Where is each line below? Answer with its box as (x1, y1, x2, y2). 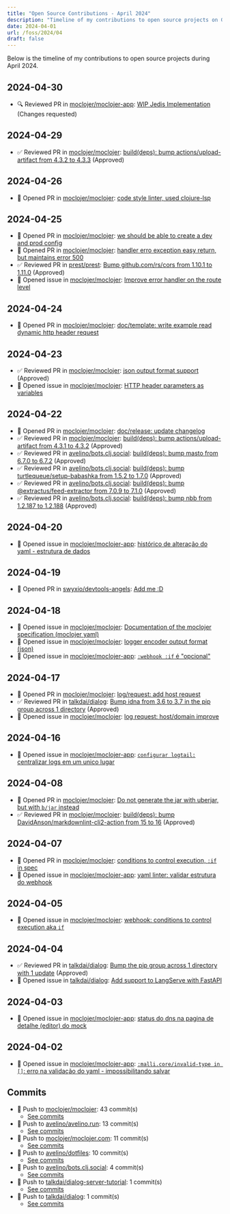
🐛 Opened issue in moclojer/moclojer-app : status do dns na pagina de (16, 1014, 214, 1022)
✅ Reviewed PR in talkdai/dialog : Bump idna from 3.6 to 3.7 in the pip (16, 697, 211, 706)
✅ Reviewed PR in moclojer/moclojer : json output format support (16, 367, 199, 374)
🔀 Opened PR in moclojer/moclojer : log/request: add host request (16, 690, 201, 699)
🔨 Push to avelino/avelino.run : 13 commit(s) (16, 1119, 139, 1128)
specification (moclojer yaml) (16, 630, 100, 639)
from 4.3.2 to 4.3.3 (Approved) (38, 156, 125, 164)
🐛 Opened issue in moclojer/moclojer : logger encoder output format (16, 638, 208, 646)
